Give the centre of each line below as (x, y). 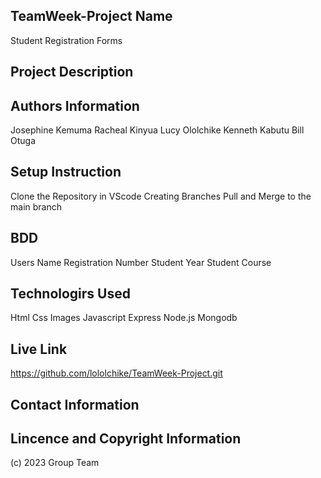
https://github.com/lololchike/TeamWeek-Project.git (116, 373)
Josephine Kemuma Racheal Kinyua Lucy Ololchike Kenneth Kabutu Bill (157, 130)
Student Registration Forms (66, 40)
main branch (36, 206)
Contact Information (75, 404)
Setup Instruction (66, 172)
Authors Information (75, 105)
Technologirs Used (70, 294)
